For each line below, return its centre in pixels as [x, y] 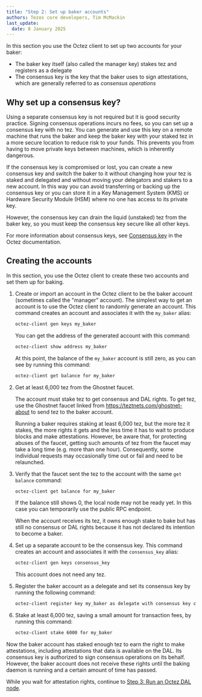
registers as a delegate [43, 71]
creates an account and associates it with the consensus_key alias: [97, 552]
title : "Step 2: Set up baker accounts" [58, 12]
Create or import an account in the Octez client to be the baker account [104, 293]
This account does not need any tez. [60, 574]
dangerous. [21, 155]
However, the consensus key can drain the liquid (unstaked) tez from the [96, 218]
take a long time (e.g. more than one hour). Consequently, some [94, 449]
